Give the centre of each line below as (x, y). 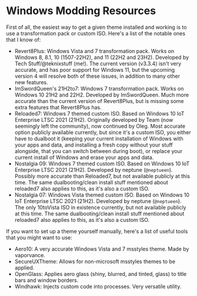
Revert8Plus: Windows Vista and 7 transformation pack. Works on (94, 51)
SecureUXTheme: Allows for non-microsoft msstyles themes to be (95, 261)
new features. (31, 82)
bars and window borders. (46, 280)
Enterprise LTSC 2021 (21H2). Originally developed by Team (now (94, 119)
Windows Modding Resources (81, 11)
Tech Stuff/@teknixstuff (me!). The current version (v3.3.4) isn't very (98, 64)
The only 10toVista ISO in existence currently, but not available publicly (100, 207)
